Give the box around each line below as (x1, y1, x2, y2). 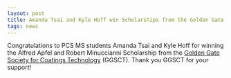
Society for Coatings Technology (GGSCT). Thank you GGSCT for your (7, 56, 209, 64)
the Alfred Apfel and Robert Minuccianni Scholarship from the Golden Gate (7, 49, 220, 57)
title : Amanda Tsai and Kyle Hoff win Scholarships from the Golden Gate (7, 16, 225, 23)
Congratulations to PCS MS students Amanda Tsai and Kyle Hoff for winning (7, 42, 224, 50)
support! (7, 63, 32, 72)
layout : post (7, 10, 45, 17)
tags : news (7, 23, 39, 29)
